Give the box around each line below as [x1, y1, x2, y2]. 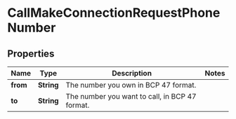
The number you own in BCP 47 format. [65, 80, 197, 90]
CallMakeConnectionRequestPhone [7, 5, 221, 21]
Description [112, 69, 152, 78]
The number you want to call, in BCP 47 [65, 92, 197, 101]
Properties [7, 48, 55, 59]
